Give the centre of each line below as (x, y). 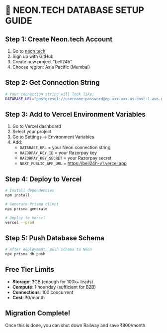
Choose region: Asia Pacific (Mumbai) (51, 67)
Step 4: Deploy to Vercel (43, 179)
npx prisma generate (27, 209)
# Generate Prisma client (32, 204)
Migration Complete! (38, 313)
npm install (17, 195)
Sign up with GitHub (33, 56)
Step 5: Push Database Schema (55, 238)
